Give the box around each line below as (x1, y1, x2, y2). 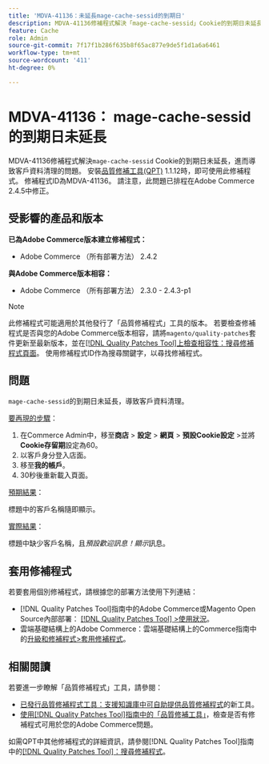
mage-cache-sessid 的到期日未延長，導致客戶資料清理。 (8, 396, 189, 406)
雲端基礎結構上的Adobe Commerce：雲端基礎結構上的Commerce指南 (19, 624, 251, 633)
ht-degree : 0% (8, 64, 56, 72)
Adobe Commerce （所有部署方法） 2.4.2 (19, 251, 158, 261)
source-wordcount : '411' (8, 57, 91, 65)
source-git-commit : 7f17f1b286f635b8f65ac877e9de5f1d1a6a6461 (8, 42, 220, 50)
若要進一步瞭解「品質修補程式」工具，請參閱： (8, 682, 163, 692)
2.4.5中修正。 (8, 186, 54, 195)
